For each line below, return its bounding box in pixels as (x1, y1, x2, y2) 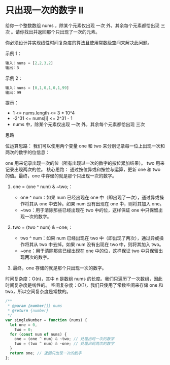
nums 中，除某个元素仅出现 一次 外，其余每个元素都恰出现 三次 (12, 121, 145, 128)
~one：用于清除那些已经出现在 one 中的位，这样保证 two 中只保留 (20, 248, 159, 254)
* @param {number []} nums (7, 303, 62, 309)
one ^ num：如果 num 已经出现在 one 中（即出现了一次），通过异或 (20, 194, 160, 201)
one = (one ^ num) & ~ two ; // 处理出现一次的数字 (14, 337, 115, 342)
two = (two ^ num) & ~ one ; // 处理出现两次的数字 (14, 341, 115, 346)
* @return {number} (7, 308, 49, 313)
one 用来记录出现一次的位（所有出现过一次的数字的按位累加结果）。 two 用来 (5, 160, 165, 166)
